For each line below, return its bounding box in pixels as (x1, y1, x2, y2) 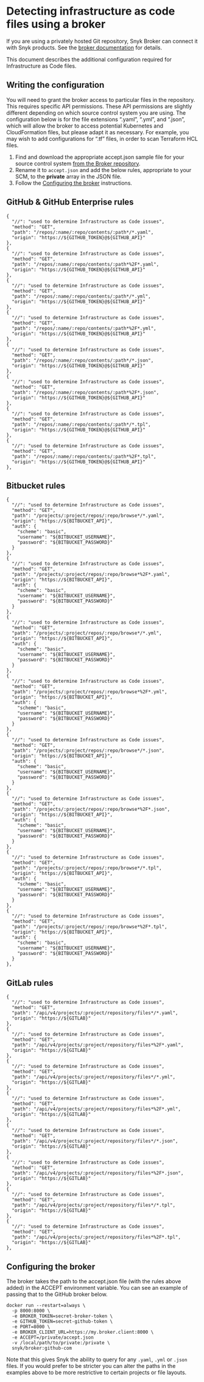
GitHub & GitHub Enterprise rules (6, 197, 134, 207)
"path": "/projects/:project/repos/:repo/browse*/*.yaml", (12, 513, 165, 519)
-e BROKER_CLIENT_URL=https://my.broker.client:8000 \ (12, 1329, 154, 1335)
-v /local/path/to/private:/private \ (12, 1340, 111, 1346)
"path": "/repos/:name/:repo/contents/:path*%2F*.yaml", (12, 261, 160, 267)
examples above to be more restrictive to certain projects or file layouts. (6, 1369, 187, 1376)
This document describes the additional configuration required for (6, 56, 172, 63)
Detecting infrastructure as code (6, 4, 175, 18)
